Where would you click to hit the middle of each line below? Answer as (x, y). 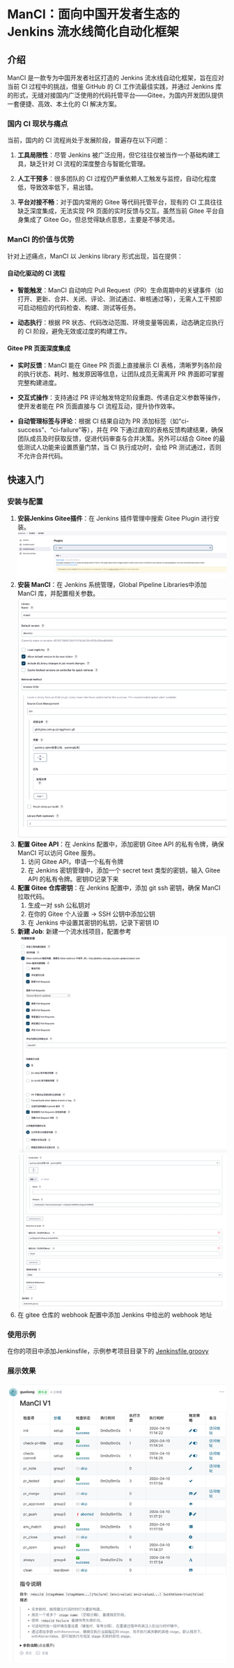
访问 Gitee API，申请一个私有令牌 (76, 862)
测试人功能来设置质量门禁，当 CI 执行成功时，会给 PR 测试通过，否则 (122, 447)
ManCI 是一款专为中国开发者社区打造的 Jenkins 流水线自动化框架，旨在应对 (116, 78)
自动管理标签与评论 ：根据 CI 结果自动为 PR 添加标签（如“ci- (103, 421)
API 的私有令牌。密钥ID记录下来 (73, 879)
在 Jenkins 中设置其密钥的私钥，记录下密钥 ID (93, 923)
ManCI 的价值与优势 (41, 239)
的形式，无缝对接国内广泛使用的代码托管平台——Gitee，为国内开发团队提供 (116, 95)
